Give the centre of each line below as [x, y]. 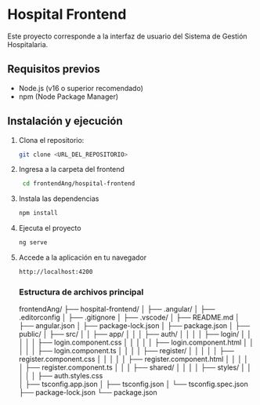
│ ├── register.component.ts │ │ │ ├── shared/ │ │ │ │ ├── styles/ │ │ [135, 367]
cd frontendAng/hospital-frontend [79, 184]
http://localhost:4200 [56, 272]
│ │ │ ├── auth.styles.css [61, 376]
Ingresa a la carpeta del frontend [71, 170]
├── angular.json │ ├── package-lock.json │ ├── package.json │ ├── [134, 326]
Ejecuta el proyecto [50, 228]
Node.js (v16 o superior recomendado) [81, 88]
